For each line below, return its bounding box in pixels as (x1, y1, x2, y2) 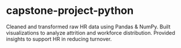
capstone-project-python (6, 4, 134, 17)
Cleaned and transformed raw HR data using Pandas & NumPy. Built (6, 23, 170, 30)
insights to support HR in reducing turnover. (6, 35, 112, 42)
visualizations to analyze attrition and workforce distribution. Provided (6, 29, 175, 36)
